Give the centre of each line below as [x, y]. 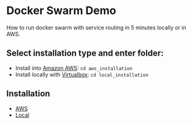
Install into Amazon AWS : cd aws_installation [74, 68]
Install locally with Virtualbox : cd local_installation [82, 75]
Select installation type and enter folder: [85, 53]
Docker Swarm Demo [61, 11]
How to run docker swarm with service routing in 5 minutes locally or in [96, 27]
